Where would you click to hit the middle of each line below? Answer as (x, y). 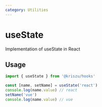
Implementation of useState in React (43, 49)
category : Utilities (27, 10)
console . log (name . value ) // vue (39, 99)
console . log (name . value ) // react (41, 90)
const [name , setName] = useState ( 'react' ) (52, 86)
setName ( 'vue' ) (21, 95)
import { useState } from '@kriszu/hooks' (50, 76)
